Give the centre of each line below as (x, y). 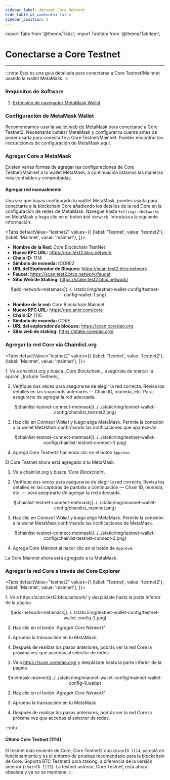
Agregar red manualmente (33, 189)
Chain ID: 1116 (27, 315)
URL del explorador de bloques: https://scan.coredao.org (73, 326)
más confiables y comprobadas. (39, 178)
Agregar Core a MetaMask (38, 156)
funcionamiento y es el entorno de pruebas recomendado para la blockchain (85, 756)
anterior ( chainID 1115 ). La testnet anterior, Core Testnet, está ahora (76, 767)
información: (18, 222)
